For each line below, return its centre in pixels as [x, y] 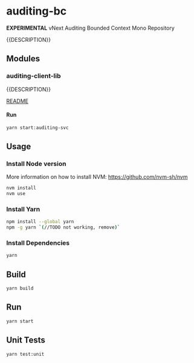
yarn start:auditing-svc [37, 128]
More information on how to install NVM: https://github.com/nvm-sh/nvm [97, 177]
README [18, 101]
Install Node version [36, 164]
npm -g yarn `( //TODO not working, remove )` [63, 228]
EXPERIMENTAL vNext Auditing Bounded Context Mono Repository [91, 28]
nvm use [16, 194]
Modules [23, 59]
